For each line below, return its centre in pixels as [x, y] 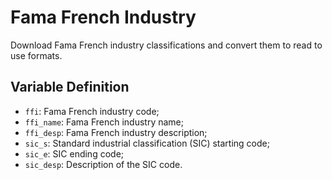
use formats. [36, 55]
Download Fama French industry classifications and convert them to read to [166, 45]
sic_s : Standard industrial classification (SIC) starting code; [147, 143]
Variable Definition [70, 87]
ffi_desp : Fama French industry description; [116, 132]
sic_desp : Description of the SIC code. [103, 164]
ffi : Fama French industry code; [92, 111]
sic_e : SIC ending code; [74, 153]
